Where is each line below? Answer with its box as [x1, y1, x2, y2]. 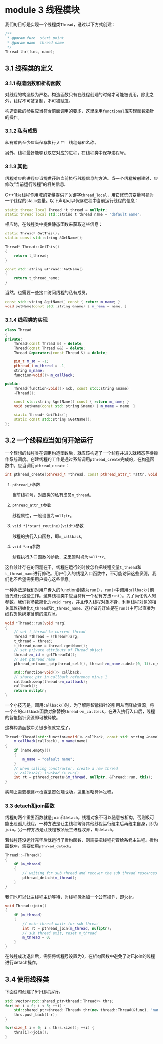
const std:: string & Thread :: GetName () [5, 267, 83, 271]
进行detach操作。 [5, 959, 40, 966]
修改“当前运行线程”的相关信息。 [5, 181, 69, 187]
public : [5, 381, 21, 386]
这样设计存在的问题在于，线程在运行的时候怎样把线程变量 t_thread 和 [5, 564, 142, 570]
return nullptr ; [14, 688, 47, 693]
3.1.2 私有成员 [5, 127, 38, 134]
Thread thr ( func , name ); [5, 49, 55, 54]
